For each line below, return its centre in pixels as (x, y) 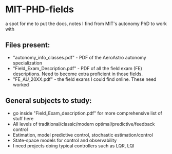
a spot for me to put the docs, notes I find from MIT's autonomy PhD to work (86, 24)
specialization (27, 63)
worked (21, 84)
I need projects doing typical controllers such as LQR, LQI (73, 146)
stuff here (23, 118)
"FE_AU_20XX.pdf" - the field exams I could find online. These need (84, 79)
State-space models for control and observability (65, 140)
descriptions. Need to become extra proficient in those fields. (78, 74)
